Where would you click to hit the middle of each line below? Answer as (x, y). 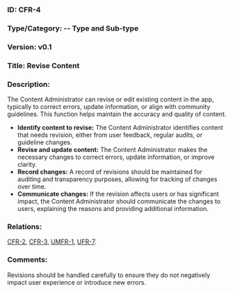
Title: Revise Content (43, 65)
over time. (32, 186)
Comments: (27, 260)
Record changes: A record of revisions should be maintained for (110, 171)
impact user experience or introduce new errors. (77, 282)
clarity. (27, 164)
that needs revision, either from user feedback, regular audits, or (110, 135)
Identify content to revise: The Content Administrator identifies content (120, 127)
